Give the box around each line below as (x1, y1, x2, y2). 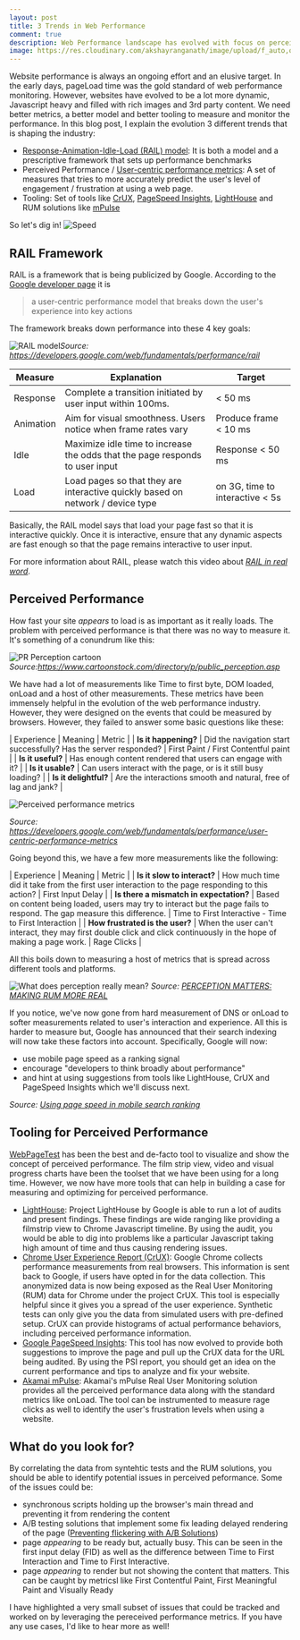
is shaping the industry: (9, 128, 96, 139)
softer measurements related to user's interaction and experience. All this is (9, 1016, 287, 1027)
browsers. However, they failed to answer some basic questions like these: (9, 717, 284, 727)
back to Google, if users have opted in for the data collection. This (21, 1270, 266, 1281)
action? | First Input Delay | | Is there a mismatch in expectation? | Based (9, 888, 279, 899)
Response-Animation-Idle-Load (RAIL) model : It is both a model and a (21, 145, 279, 157)
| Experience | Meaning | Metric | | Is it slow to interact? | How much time (9, 870, 280, 880)
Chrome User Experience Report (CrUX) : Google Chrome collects (21, 1252, 263, 1262)
